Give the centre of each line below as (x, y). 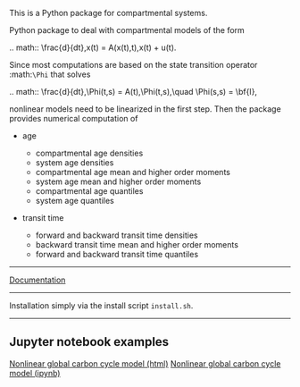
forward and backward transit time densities (117, 235)
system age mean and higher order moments (118, 181)
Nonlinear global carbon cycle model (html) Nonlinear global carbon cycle (145, 363)
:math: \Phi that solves (50, 74)
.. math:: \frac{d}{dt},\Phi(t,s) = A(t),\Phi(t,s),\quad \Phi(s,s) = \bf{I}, (133, 92)
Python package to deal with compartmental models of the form (127, 30)
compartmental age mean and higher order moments (133, 172)
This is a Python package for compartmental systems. (108, 13)
